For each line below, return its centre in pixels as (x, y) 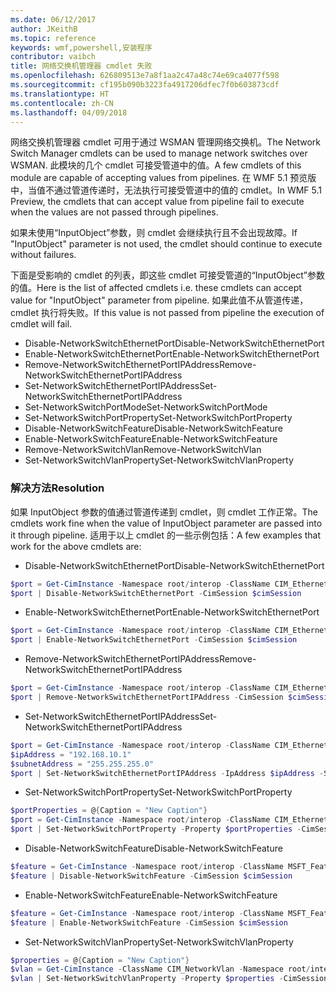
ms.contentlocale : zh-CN (62, 103)
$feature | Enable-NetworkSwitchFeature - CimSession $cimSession (149, 922)
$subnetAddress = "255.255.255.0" (82, 764)
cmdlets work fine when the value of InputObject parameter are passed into (166, 523)
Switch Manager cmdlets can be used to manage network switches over (159, 153)
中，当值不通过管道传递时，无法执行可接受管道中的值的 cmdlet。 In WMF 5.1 (166, 190)
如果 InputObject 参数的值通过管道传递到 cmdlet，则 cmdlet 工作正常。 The (164, 512)
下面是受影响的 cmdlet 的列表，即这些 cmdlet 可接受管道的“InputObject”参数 (167, 275)
